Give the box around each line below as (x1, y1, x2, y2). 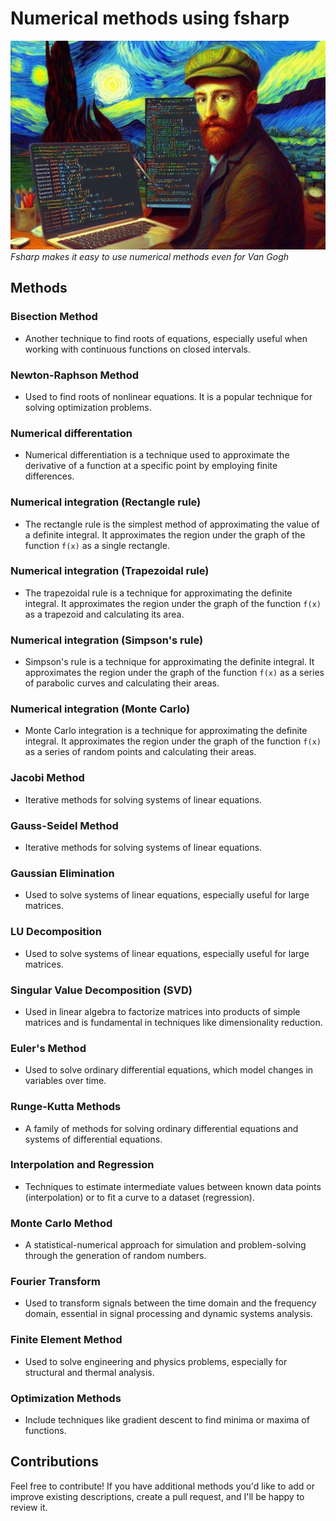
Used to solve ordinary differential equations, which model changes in (24, 1064, 314, 1076)
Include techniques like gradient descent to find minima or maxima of (24, 1413, 310, 1426)
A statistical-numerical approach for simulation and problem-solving (24, 1239, 307, 1251)
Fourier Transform (10, 1275, 101, 1289)
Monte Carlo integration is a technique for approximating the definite (24, 725, 308, 737)
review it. (10, 1501, 48, 1513)
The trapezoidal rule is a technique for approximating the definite (24, 587, 293, 599)
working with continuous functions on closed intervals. (24, 343, 251, 355)
